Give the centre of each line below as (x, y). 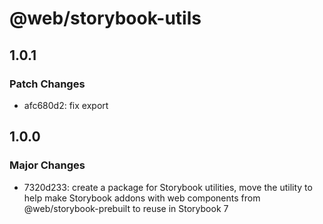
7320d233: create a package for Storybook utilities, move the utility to (168, 187)
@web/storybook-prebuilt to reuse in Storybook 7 (126, 208)
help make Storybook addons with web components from (142, 198)
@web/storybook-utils (105, 18)
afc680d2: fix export (66, 105)
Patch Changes (47, 84)
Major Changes (47, 165)
